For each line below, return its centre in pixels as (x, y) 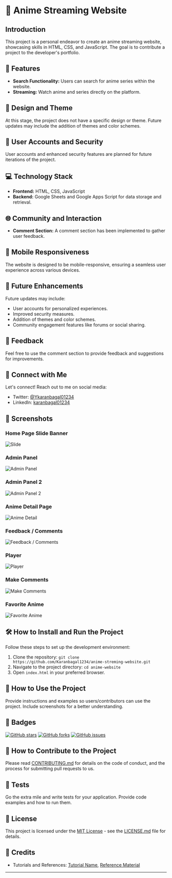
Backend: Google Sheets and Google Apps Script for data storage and (87, 197)
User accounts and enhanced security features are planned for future (79, 154)
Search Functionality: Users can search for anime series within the (84, 81)
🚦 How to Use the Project (46, 689)
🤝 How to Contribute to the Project (61, 751)
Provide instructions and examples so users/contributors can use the (78, 701)
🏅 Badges (21, 722)
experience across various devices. (43, 270)
